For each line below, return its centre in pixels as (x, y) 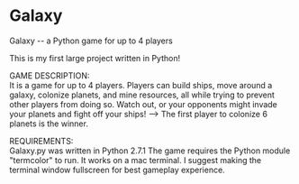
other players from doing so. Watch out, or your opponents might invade (143, 104)
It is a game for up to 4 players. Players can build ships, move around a (141, 85)
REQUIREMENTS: (41, 141)
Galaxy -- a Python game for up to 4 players (91, 41)
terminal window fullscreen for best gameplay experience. (117, 170)
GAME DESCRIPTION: (50, 75)
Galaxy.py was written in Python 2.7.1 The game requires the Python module (150, 151)
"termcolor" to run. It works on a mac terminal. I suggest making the (136, 160)
